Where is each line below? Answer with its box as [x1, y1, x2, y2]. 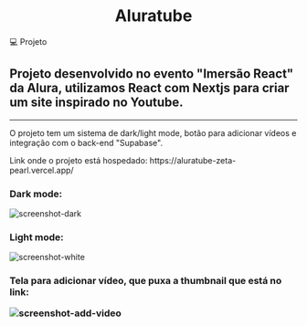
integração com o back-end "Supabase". [9, 137, 163, 148]
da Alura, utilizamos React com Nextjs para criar [9, 80, 290, 96]
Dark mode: [9, 187, 63, 200]
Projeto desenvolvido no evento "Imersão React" [9, 66, 294, 82]
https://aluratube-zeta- [149, 154, 237, 165]
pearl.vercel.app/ [9, 164, 75, 175]
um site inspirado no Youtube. [9, 95, 185, 110]
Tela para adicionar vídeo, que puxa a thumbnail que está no [9, 275, 282, 288]
